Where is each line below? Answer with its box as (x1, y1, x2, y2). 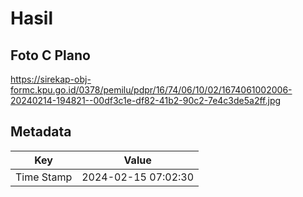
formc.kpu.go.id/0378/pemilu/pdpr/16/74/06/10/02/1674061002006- (10, 84, 293, 96)
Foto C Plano (10, 47, 91, 64)
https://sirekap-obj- (10, 73, 92, 85)
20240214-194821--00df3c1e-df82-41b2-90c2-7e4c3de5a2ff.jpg (10, 95, 282, 106)
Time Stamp (15, 170, 73, 184)
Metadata (10, 123, 72, 141)
